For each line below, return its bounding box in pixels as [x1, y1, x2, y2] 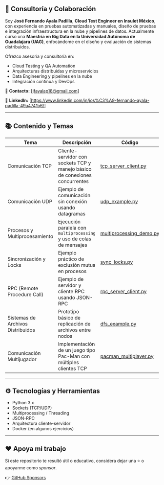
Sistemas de [7, 314, 36, 321]
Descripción [62, 139, 91, 146]
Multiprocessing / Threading [12, 410, 69, 416]
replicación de [58, 320, 91, 327]
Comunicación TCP [7, 162, 52, 169]
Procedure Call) [7, 291, 44, 298]
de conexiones [58, 172, 92, 179]
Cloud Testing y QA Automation [12, 63, 76, 69]
